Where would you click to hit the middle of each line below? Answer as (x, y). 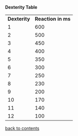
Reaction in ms (53, 19)
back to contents (22, 128)
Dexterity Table (21, 7)
